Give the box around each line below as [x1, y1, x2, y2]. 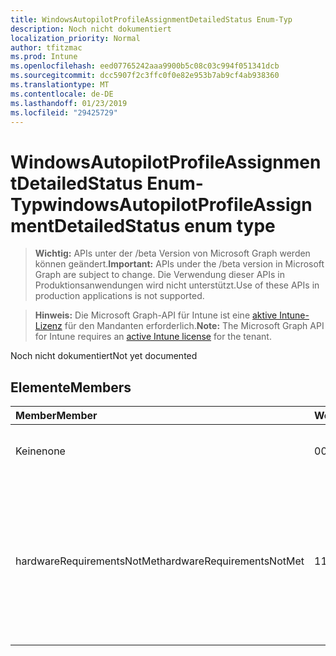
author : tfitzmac [10, 42, 83, 53]
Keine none [15, 444, 66, 458]
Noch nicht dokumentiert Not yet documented [10, 350, 198, 362]
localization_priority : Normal [10, 33, 141, 43]
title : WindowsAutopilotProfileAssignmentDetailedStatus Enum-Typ [10, 14, 293, 25]
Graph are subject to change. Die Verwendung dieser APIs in [34, 269, 285, 281]
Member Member [15, 409, 98, 423]
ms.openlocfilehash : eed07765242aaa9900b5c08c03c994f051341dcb [10, 61, 280, 71]
